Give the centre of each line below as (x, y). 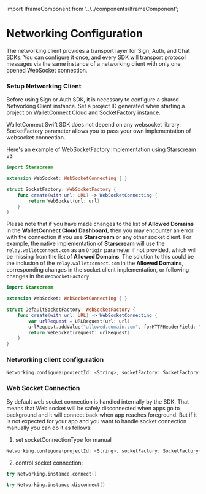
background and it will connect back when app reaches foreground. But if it (102, 415)
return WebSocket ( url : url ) (64, 201)
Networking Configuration (74, 34)
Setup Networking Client (44, 86)
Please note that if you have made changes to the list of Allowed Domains (100, 224)
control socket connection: (49, 463)
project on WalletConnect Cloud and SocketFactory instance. (83, 112)
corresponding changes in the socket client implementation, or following (98, 270)
